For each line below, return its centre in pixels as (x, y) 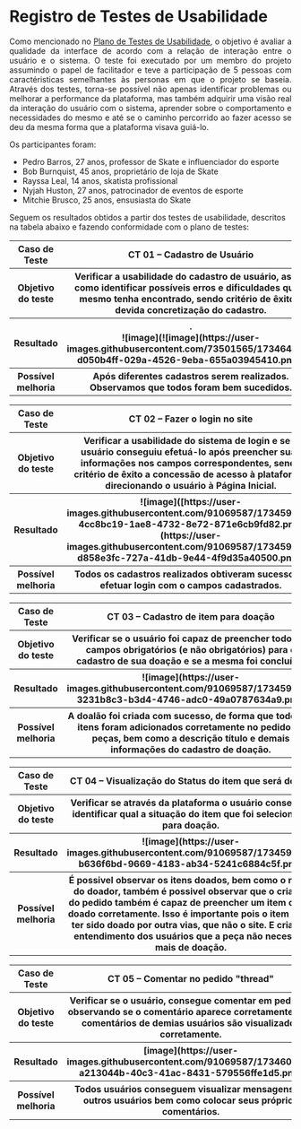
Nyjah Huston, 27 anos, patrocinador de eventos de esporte (133, 190)
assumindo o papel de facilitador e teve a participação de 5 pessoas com (150, 70)
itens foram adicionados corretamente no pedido (184, 726)
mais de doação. (191, 947)
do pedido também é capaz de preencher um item (177, 902)
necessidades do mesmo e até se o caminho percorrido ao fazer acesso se (150, 117)
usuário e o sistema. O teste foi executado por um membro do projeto (150, 60)
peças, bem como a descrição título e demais (191, 738)
